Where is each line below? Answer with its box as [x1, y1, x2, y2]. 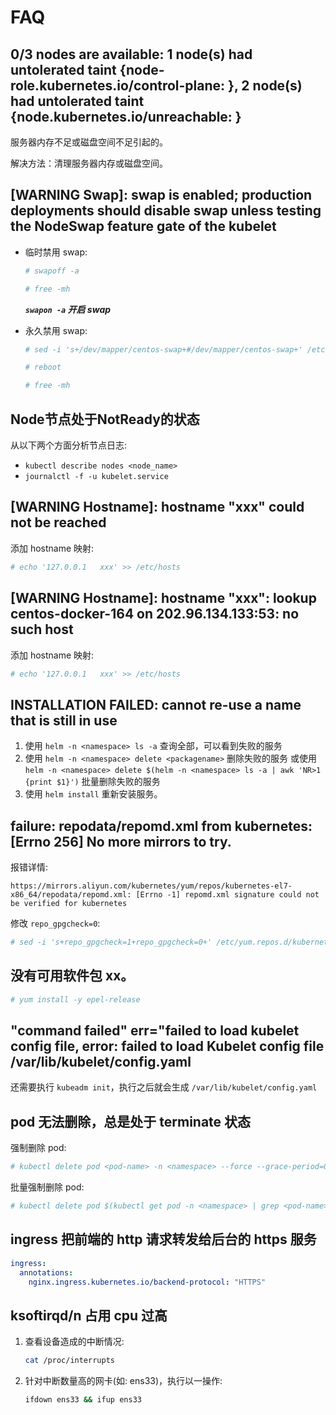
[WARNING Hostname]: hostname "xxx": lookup [10, 590, 317, 607]
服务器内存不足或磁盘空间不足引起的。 [10, 136, 168, 148]
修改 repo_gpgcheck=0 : [10, 917, 101, 929]
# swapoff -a [24, 266, 80, 276]
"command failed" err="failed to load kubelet [10, 1022, 300, 1039]
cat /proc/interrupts [24, 1356, 115, 1366]
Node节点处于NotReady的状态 [10, 411, 200, 428]
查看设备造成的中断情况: [24, 1336, 125, 1348]
